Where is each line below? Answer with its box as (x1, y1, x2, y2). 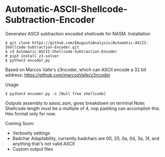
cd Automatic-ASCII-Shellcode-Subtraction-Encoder (9, 49, 117, 54)
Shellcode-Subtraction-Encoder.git (5, 44, 79, 49)
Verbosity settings (12, 130, 50, 136)
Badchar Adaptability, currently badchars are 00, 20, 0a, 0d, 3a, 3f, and (12, 135, 160, 141)
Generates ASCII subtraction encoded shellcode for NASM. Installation (5, 30, 151, 36)
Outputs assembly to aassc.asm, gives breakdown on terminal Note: (5, 100, 145, 106)
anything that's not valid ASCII (12, 140, 75, 146)
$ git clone (5, 40, 30, 45)
